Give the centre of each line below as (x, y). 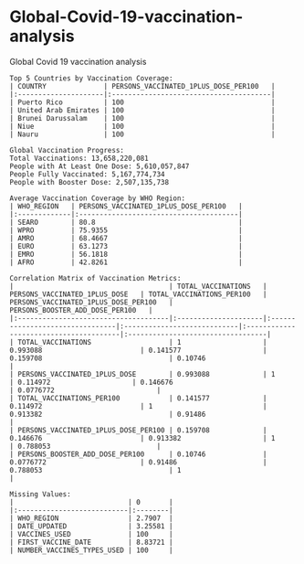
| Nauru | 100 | (142, 134)
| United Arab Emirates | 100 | (142, 110)
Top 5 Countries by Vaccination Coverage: (91, 78)
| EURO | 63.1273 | (126, 246)
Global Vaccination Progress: (67, 150)
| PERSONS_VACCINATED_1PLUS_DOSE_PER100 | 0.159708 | (138, 430)
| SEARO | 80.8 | (126, 222)
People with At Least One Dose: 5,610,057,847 (100, 166)
